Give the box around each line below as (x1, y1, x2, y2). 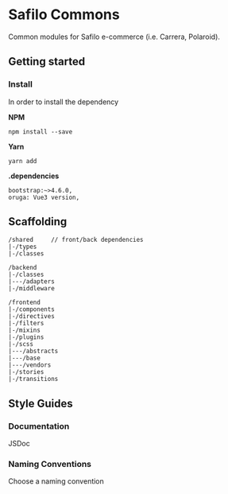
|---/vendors (8, 361, 52, 369)
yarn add (8, 157, 37, 165)
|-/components (8, 305, 56, 313)
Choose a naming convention (8, 476, 105, 486)
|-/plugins (8, 333, 44, 341)
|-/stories (8, 368, 44, 376)
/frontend (8, 298, 41, 307)
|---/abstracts (8, 348, 59, 356)
